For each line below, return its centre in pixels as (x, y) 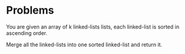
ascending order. (27, 33)
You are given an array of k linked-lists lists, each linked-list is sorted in (93, 27)
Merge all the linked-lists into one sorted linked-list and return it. (84, 45)
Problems (30, 10)
